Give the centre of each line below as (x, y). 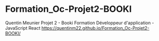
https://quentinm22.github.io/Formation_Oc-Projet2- (95, 28)
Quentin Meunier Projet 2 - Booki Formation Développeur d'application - (80, 23)
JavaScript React (23, 28)
